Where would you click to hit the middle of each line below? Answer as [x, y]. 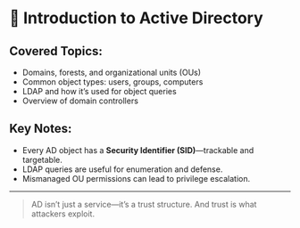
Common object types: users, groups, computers [112, 82]
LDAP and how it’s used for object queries [99, 91]
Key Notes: [41, 129]
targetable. [42, 159]
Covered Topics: [56, 51]
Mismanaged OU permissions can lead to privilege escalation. [136, 178]
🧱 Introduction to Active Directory [136, 18]
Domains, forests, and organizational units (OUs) [112, 72]
